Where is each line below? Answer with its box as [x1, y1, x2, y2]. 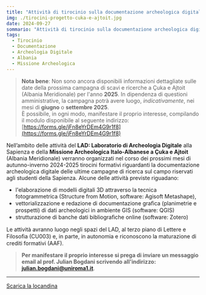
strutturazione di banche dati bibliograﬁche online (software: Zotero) [15, 213, 189, 221]
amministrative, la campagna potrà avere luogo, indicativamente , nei [21, 96, 195, 104]
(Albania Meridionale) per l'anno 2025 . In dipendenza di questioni [21, 90, 188, 98]
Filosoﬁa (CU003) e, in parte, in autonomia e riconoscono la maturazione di [6, 232, 197, 240]
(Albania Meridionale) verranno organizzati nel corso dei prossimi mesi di [6, 154, 191, 162]
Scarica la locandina [6, 282, 58, 289]
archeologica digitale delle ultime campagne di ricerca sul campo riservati [6, 167, 193, 175]
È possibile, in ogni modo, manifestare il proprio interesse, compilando [21, 110, 199, 117]
